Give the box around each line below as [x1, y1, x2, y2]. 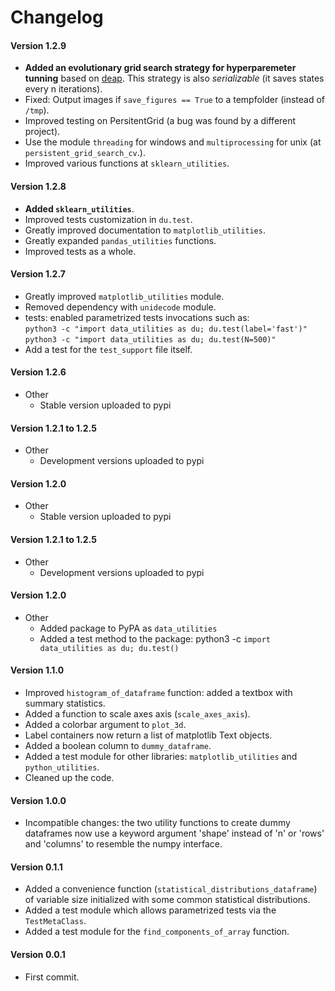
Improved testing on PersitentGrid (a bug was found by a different [24, 115, 297, 127]
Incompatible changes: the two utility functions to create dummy [24, 817, 291, 829]
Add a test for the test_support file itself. [24, 343, 193, 355]
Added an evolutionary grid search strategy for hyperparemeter [24, 62, 297, 74]
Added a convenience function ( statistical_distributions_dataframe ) [24, 883, 318, 895]
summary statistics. [24, 697, 106, 710]
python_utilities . [24, 761, 100, 773]
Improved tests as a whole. [24, 245, 137, 257]
